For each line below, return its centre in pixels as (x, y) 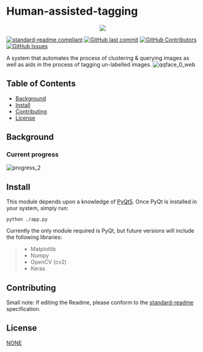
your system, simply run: (37, 208)
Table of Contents (41, 84)
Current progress (33, 155)
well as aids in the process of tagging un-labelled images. (79, 64)
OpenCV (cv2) (49, 262)
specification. (24, 309)
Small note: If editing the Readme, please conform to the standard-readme (100, 302)
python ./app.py (27, 219)
